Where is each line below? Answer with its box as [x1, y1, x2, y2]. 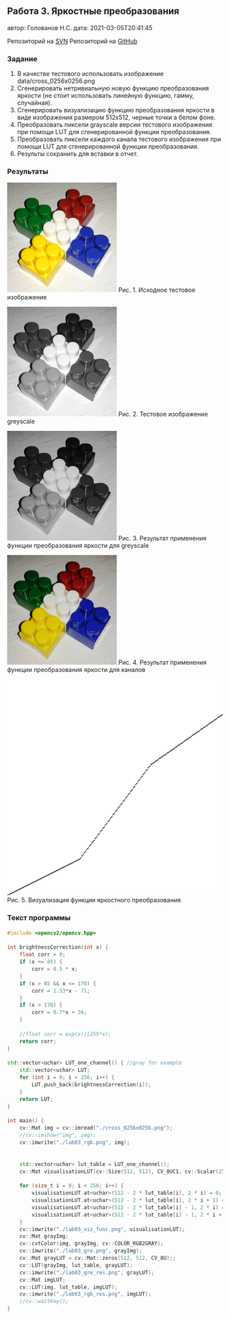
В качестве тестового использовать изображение [16, 70, 164, 78]
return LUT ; [19, 1095, 53, 1102]
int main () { [7, 1117, 44, 1124]
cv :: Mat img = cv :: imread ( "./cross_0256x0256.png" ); [19, 1125, 173, 1132]
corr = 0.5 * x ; [31, 966, 78, 973]
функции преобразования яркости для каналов [7, 666, 146, 674]
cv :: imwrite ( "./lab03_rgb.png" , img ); [19, 1139, 130, 1146]
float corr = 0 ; [19, 952, 66, 958]
